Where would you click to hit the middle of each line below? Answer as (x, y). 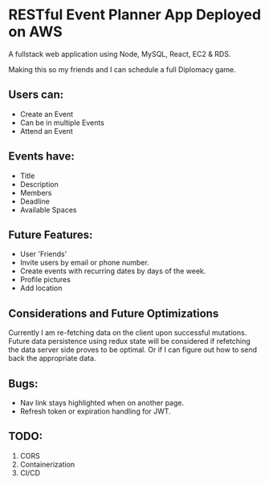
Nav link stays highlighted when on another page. (102, 403)
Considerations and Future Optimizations (114, 313)
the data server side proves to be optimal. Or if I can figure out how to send (133, 350)
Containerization (47, 464)
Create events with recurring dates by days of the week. (113, 271)
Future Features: (51, 234)
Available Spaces (48, 209)
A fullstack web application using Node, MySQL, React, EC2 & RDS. (120, 54)
